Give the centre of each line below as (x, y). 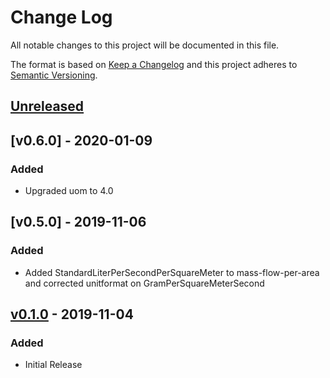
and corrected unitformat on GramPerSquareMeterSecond (144, 283)
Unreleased (47, 106)
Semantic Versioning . (54, 75)
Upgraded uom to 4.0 (69, 191)
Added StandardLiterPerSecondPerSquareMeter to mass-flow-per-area (172, 272)
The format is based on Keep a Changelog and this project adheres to (154, 64)
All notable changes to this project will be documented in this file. (145, 45)
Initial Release (53, 365)
